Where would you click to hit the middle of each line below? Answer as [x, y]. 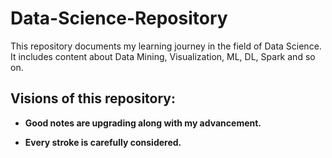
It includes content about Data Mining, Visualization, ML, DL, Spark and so [163, 56]
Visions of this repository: [93, 98]
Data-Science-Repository [119, 18]
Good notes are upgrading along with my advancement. [143, 123]
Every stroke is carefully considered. [103, 142]
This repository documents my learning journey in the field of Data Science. [166, 46]
